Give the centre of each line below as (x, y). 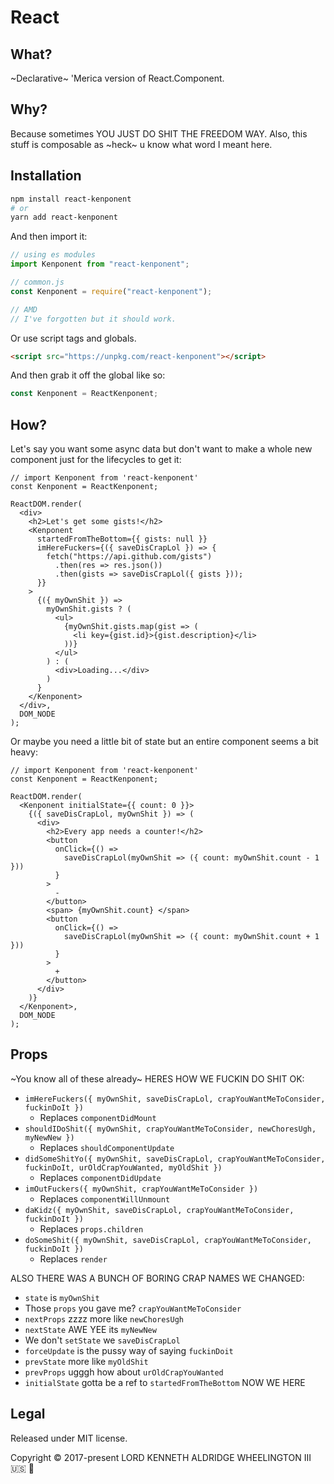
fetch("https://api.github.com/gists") (129, 557)
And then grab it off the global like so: (88, 375)
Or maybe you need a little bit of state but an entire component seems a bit (164, 742)
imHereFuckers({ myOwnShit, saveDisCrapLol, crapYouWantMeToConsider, (175, 1099)
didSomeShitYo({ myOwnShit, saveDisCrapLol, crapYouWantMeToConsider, (175, 1159)
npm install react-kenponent (71, 199)
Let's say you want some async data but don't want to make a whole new (161, 449)
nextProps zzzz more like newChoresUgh (104, 1318)
